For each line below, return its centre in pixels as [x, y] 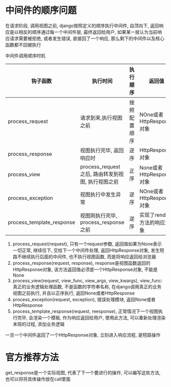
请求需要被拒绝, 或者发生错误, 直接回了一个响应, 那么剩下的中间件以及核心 [87, 38]
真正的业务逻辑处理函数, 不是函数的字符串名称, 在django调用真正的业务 [87, 286]
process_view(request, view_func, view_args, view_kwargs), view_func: [88, 280]
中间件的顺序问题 [41, 10]
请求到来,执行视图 [101, 118]
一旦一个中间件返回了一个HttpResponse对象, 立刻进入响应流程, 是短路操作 [83, 335]
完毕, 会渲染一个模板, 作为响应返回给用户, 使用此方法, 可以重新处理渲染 [91, 317]
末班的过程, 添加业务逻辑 [38, 324]
